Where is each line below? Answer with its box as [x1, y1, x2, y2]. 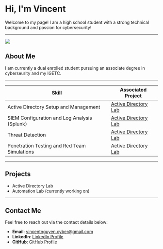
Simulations [7, 148, 34, 155]
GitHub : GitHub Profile [12, 239, 57, 245]
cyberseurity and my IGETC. [5, 70, 62, 76]
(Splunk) [7, 120, 28, 127]
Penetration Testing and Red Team [7, 142, 86, 149]
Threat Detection [7, 131, 46, 138]
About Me [5, 52, 35, 61]
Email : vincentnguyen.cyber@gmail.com [12, 229, 93, 234]
